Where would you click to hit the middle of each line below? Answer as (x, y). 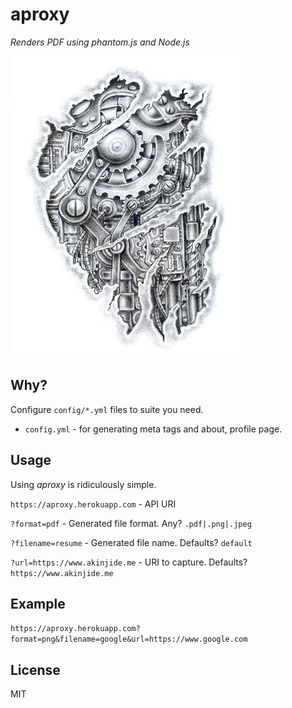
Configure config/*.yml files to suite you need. (107, 409)
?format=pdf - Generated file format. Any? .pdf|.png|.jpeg (131, 523)
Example (38, 603)
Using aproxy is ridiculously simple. (83, 484)
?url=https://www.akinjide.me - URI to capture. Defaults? (129, 562)
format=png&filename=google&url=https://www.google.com (129, 639)
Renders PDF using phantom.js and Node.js (100, 42)
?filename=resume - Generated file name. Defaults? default (131, 542)
